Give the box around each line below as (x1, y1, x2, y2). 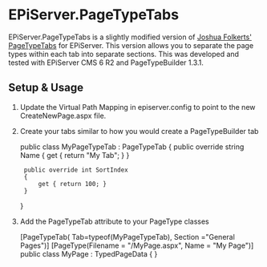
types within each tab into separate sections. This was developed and (8, 49, 239, 59)
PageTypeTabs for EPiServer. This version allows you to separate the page (8, 40, 254, 50)
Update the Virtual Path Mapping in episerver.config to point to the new (19, 102, 256, 111)
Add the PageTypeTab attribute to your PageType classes (19, 216, 210, 226)
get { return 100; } (38, 180, 107, 188)
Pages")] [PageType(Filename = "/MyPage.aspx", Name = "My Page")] (19, 241, 254, 250)
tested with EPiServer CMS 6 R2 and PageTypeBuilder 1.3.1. (8, 58, 204, 67)
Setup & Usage (8, 81, 84, 95)
